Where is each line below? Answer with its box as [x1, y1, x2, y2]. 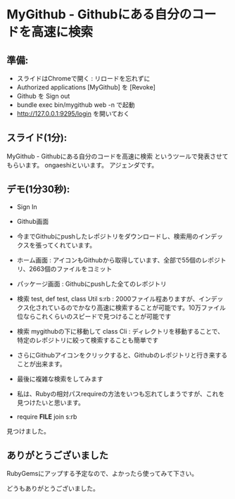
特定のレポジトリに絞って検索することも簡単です [16, 336, 159, 344]
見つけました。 [6, 427, 50, 435]
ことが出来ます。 [16, 360, 66, 368]
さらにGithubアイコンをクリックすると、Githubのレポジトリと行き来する [16, 350, 228, 359]
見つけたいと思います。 [16, 398, 85, 407]
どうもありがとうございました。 [6, 484, 99, 493]
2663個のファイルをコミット [28, 265, 113, 273]
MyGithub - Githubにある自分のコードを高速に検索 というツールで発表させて [6, 152, 229, 160]
